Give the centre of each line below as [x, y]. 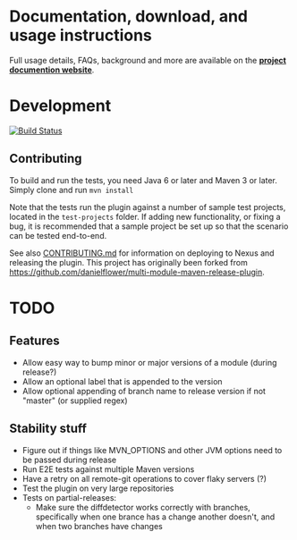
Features [34, 341]
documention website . [52, 70]
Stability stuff [48, 429]
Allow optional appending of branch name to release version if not [144, 391]
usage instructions [81, 35]
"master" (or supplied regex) [75, 401]
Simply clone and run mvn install [72, 190]
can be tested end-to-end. [58, 235]
